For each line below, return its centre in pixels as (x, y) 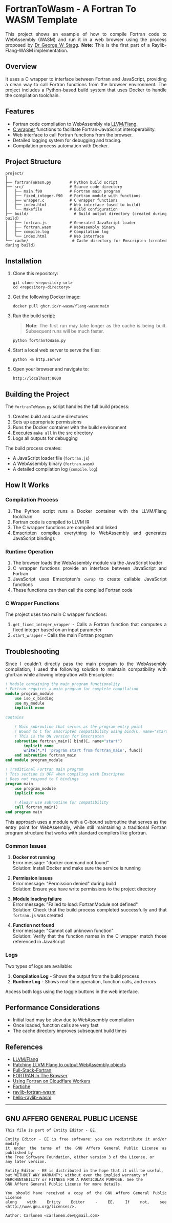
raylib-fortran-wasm (34, 1092)
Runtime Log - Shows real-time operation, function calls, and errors (84, 981)
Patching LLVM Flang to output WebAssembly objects (69, 1065)
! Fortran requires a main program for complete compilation (72, 689)
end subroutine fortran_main (46, 755)
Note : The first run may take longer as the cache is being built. (96, 326)
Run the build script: (34, 316)
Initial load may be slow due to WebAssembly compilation (73, 1020)
